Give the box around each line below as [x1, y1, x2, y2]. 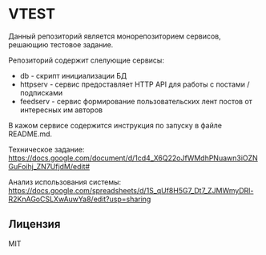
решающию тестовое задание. [8, 39, 114, 49]
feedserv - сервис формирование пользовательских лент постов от [19, 96, 252, 106]
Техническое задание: [8, 144, 85, 154]
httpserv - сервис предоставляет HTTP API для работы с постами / [19, 79, 250, 89]
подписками [19, 87, 63, 97]
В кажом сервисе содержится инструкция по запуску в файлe [8, 120, 223, 130]
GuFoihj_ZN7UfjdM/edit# [8, 161, 91, 171]
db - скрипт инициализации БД [19, 71, 127, 80]
